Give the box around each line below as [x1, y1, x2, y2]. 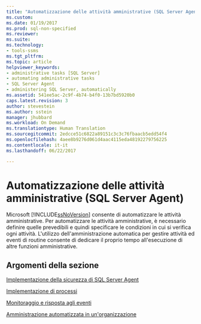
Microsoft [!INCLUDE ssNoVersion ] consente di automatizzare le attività [6, 211, 181, 218]
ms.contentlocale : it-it [6, 142, 68, 148]
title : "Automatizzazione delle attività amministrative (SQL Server [6, 8, 184, 15]
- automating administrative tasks [6, 75, 95, 81]
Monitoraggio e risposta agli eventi [6, 299, 92, 307]
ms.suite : [6, 36, 31, 42]
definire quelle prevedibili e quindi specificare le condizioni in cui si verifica [6, 224, 191, 231]
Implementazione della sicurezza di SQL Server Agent [6, 276, 139, 283]
